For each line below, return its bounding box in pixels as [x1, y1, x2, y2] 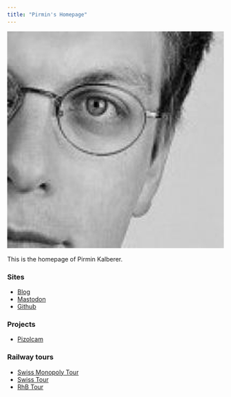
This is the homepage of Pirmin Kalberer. [7, 255, 123, 263]
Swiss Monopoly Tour [16, 368, 79, 376]
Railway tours [7, 352, 54, 362]
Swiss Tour [16, 375, 49, 383]
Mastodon [16, 294, 46, 303]
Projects [7, 319, 36, 329]
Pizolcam [16, 335, 43, 343]
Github [16, 302, 36, 310]
